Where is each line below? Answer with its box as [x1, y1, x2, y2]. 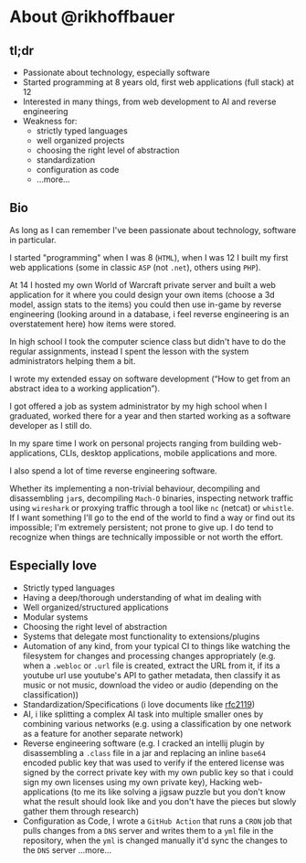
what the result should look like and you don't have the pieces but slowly [22, 795, 297, 806]
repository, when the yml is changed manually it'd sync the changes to [22, 835, 288, 846]
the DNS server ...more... [22, 844, 112, 856]
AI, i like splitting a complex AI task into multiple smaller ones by [22, 709, 264, 719]
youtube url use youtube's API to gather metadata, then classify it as [22, 669, 281, 680]
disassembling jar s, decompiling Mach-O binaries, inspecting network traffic [9, 492, 294, 504]
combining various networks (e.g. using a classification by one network [22, 718, 292, 729]
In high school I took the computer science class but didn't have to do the [9, 336, 286, 346]
